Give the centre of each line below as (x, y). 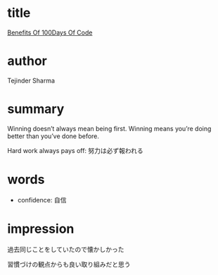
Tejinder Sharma (31, 80)
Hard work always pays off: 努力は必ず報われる (76, 150)
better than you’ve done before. (53, 136)
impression (41, 229)
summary (36, 109)
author (27, 61)
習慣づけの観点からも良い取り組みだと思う (69, 264)
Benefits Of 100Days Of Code (50, 32)
